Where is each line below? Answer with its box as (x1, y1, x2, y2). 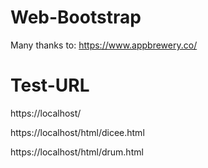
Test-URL (10, 74, 90, 97)
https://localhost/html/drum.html (10, 146, 144, 158)
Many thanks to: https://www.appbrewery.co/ (10, 39, 198, 51)
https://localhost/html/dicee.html (10, 126, 145, 138)
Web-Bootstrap (10, 6, 142, 29)
